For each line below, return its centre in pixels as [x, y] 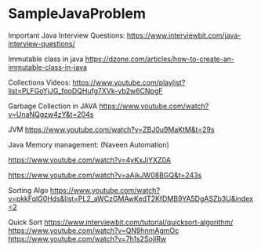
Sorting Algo [28, 190]
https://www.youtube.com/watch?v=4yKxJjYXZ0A [90, 160]
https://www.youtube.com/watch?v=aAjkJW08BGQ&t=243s [105, 175]
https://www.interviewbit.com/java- [184, 35]
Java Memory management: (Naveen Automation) [89, 144]
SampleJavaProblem [77, 14]
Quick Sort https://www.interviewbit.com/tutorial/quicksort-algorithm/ [121, 222]
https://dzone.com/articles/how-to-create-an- [160, 59]
